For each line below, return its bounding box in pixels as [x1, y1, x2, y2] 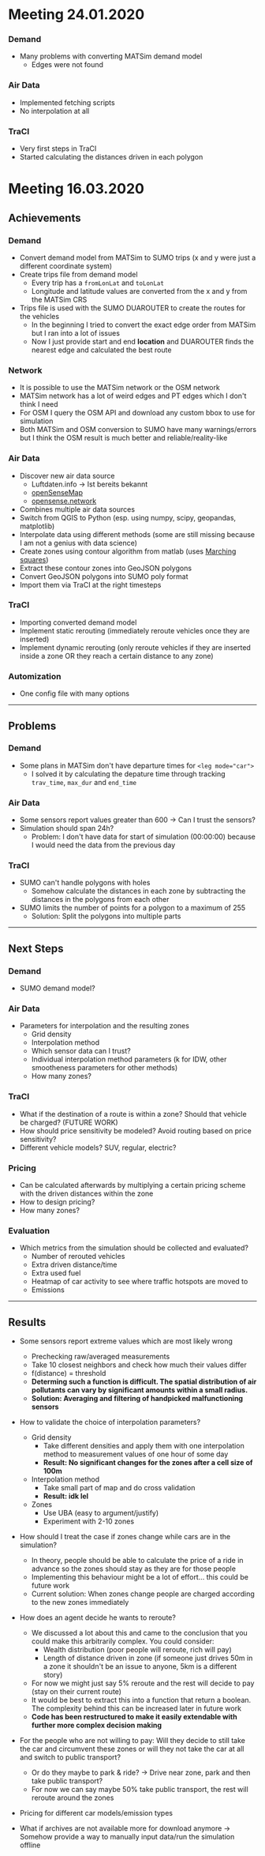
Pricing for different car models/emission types [19, 1809, 174, 1818]
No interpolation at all [19, 106, 90, 115]
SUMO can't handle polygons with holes [19, 878, 151, 888]
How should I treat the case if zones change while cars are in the [19, 1532, 231, 1542]
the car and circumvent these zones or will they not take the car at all [19, 1744, 244, 1754]
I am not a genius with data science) [19, 538, 138, 547]
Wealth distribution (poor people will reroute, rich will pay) [43, 1645, 233, 1655]
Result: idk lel [43, 1491, 89, 1501]
